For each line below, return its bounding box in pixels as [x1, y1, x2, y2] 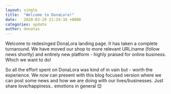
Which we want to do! [5, 57, 51, 63]
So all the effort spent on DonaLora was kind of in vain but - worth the [5, 67, 153, 73]
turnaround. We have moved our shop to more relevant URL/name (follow [5, 46, 160, 52]
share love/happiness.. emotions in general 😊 [5, 83, 102, 89]
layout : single [5, 7, 38, 13]
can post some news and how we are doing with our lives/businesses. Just [5, 78, 164, 84]
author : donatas [5, 27, 40, 32]
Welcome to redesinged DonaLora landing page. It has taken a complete [5, 40, 158, 46]
